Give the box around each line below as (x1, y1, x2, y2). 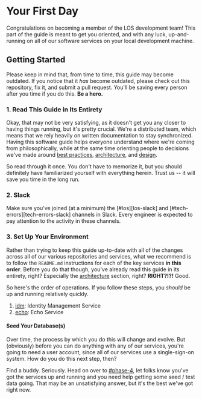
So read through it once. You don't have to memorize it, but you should (6, 163, 182, 170)
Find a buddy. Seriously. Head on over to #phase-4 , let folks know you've (6, 366, 189, 374)
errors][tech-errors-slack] (6, 211, 71, 219)
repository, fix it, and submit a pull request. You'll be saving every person (6, 84, 188, 91)
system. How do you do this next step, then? (6, 355, 117, 362)
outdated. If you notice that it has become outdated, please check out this (6, 77, 190, 84)
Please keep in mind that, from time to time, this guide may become (6, 71, 174, 78)
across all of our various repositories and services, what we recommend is (6, 252, 192, 260)
